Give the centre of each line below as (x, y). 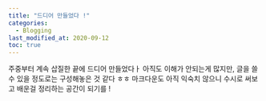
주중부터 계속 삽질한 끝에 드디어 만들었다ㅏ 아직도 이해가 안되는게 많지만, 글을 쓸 (133, 69)
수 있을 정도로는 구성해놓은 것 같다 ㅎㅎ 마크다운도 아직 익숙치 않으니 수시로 (126, 79)
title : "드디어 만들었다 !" (49, 16)
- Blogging (34, 30)
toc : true (25, 45)
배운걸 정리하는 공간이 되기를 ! (64, 89)
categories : (28, 23)
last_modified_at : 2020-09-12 (59, 38)
